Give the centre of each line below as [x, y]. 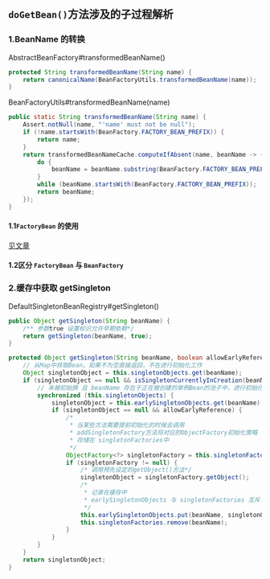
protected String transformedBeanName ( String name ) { [100, 72]
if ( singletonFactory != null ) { [122, 462]
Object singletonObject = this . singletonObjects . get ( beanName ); [133, 373]
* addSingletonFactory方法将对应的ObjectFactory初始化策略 [164, 433]
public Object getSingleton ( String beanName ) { [90, 321]
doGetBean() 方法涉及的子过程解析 [91, 14]
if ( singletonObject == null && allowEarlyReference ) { [147, 410]
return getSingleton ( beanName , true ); [88, 336]
